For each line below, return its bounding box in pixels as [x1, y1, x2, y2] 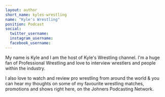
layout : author [5, 7, 38, 13]
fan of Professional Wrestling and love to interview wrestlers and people [5, 59, 156, 66]
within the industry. [5, 65, 46, 71]
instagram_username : [10, 36, 53, 41]
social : [5, 26, 22, 31]
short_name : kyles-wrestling [5, 12, 67, 17]
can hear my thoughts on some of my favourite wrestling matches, [5, 80, 144, 86]
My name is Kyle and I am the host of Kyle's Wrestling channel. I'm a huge [5, 54, 160, 60]
